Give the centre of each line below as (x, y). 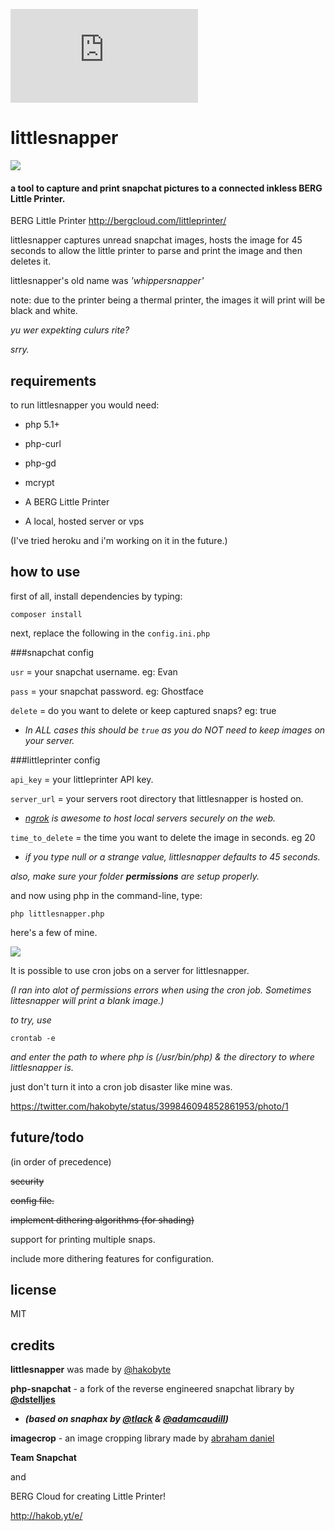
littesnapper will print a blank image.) (87, 1000)
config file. (32, 1200)
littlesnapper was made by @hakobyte (91, 1370)
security (27, 1181)
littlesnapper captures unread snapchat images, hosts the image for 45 (156, 240)
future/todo (47, 1137)
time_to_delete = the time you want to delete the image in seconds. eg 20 (163, 837)
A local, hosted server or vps (84, 521)
